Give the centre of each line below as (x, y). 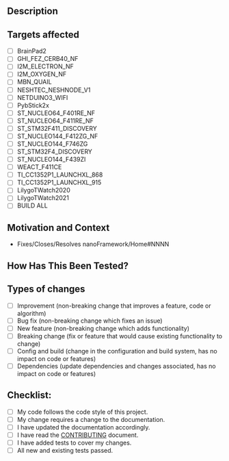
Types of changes (46, 289)
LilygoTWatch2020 (43, 190)
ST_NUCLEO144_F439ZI (51, 160)
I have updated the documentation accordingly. (83, 427)
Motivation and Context (58, 228)
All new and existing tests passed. (65, 451)
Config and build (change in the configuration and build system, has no (117, 351)
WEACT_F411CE (39, 167)
